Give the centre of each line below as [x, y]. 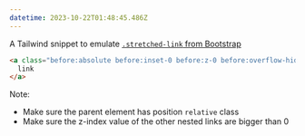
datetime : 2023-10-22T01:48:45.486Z [79, 18]
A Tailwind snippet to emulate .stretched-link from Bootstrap [126, 44]
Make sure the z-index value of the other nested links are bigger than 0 [156, 121]
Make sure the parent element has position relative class [131, 112]
